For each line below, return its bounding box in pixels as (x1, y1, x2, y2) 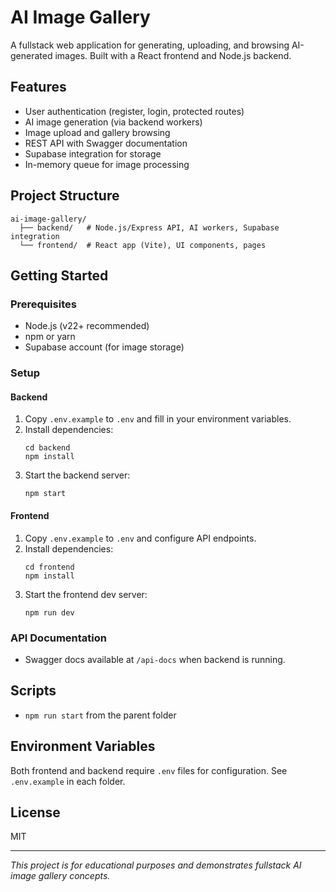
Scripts (10, 682, 57, 700)
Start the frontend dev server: (24, 588, 148, 600)
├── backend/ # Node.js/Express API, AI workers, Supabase (19, 222, 280, 233)
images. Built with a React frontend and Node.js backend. (54, 49, 292, 61)
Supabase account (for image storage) (24, 341, 185, 353)
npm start (24, 489, 67, 499)
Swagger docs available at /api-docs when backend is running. (24, 653, 286, 665)
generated (10, 49, 53, 61)
